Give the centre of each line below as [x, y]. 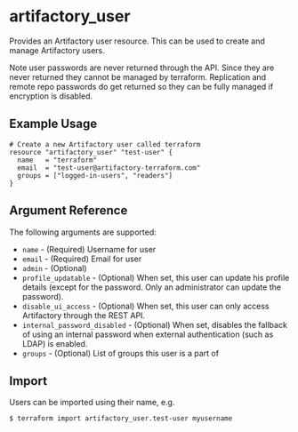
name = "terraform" [57, 160]
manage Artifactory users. [57, 50]
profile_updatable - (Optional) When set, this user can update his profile [156, 277]
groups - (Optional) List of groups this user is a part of [121, 353]
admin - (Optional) [54, 268]
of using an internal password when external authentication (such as [148, 334]
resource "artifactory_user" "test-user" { [91, 152]
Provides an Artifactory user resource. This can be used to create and [137, 41]
